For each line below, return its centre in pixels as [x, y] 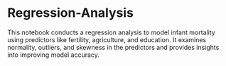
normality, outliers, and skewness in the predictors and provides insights [113, 47]
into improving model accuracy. [53, 55]
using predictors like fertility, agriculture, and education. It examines [107, 39]
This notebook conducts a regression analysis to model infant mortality [111, 32]
